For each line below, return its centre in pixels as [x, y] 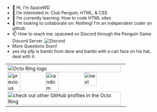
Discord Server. [28, 41]
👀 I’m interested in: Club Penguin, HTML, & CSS [60, 13]
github [19, 28]
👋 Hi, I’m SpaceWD [31, 8]
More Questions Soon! [35, 46]
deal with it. [24, 56]
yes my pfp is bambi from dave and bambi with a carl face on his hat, [81, 51]
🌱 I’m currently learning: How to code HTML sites [61, 18]
